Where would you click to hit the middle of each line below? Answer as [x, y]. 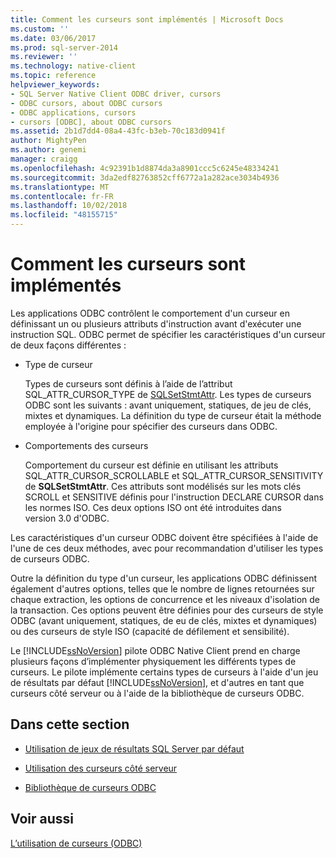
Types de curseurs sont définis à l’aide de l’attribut [128, 383]
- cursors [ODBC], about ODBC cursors [91, 122]
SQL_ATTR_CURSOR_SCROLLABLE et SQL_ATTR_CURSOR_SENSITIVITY [174, 475]
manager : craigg [44, 159]
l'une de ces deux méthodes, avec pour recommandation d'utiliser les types [167, 548]
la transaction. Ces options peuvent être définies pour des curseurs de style [167, 610]
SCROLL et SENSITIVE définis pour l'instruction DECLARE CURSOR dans [174, 497]
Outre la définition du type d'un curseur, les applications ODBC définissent [164, 578]
